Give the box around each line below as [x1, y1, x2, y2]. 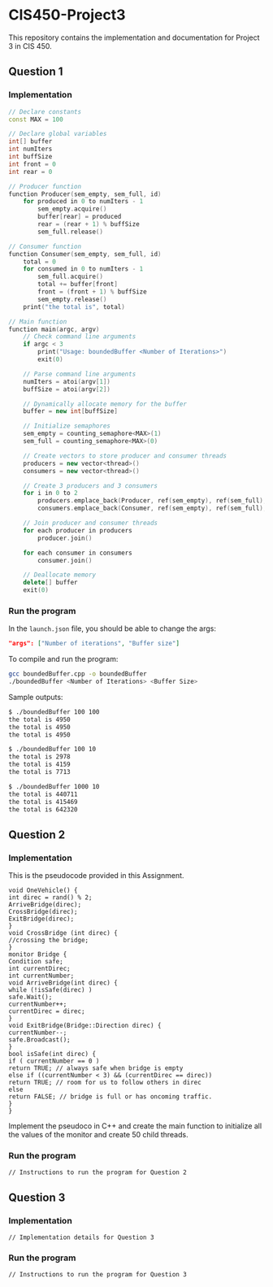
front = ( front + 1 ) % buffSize [37, 288, 148, 296]
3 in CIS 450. [8, 41, 52, 50]
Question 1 [8, 65, 63, 79]
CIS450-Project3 [8, 6, 126, 24]
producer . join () [37, 534, 93, 542]
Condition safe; [8, 958, 63, 966]
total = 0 [23, 258, 57, 266]
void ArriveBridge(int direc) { [8, 979, 118, 987]
